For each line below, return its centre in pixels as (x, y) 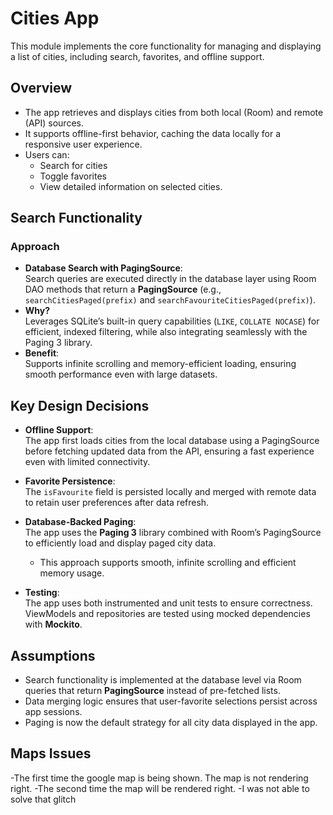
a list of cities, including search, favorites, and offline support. (137, 56)
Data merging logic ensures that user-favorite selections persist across (171, 701)
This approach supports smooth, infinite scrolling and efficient (168, 563)
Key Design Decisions (80, 405)
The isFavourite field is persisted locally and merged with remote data (170, 492)
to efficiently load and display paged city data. (120, 543)
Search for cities (73, 165)
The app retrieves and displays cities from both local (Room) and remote (174, 112)
